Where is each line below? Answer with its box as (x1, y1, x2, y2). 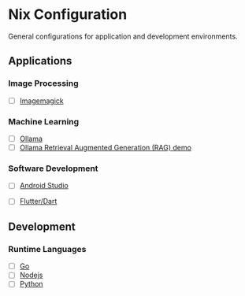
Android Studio (19, 181, 69, 191)
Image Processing (8, 78, 79, 89)
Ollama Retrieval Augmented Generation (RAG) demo (19, 143, 191, 153)
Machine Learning (8, 116, 80, 127)
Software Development (8, 163, 98, 174)
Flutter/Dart (19, 197, 58, 206)
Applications (8, 54, 72, 68)
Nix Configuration (8, 6, 128, 24)
